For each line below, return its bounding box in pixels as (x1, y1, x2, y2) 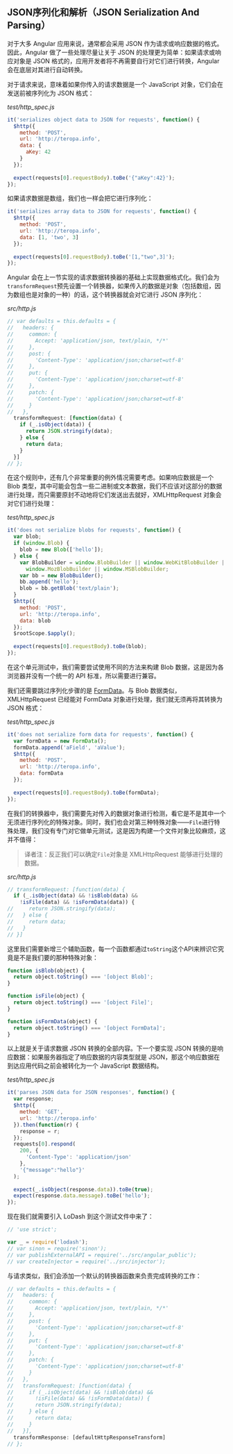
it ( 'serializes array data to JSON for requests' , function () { (7, 208, 197, 215)
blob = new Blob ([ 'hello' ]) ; (19, 546, 104, 554)
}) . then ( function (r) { (13, 1121, 79, 1128)
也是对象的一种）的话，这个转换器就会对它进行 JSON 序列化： (25, 290, 204, 299)
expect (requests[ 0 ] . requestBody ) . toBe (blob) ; (13, 643, 148, 650)
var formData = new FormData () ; (13, 737, 107, 745)
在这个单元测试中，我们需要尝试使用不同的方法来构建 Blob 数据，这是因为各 (7, 663, 224, 671)
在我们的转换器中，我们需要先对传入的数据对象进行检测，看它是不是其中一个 (7, 809, 226, 818)
